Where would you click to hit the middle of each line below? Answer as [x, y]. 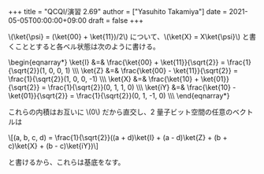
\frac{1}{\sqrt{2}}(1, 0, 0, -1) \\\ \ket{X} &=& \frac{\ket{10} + [104, 79]
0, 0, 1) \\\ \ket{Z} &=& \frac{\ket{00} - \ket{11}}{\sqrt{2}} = [143, 70]
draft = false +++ [116, 20]
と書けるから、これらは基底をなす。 [67, 162]
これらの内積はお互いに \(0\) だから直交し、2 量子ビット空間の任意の [121, 112]
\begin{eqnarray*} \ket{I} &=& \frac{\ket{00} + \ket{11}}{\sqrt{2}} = [117, 62]
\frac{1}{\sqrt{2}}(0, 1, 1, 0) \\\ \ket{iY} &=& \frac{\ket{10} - [142, 87]
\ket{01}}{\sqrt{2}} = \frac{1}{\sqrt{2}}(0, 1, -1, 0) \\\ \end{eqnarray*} [119, 96]
